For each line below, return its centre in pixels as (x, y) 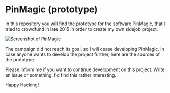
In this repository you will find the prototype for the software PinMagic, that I (85, 24)
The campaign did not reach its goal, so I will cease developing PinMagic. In (85, 49)
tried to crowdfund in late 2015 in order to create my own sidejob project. (82, 29)
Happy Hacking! (22, 85)
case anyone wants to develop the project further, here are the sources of (83, 54)
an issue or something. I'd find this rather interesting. (61, 75)
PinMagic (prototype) (51, 9)
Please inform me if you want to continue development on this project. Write (85, 69)
